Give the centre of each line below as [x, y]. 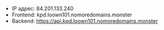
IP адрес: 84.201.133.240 [43, 9]
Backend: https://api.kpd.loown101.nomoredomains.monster [85, 21]
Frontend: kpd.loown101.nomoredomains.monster [72, 15]
